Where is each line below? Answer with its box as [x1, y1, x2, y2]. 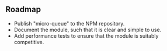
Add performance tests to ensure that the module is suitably [13, 32, 159, 39]
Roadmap [5, 5, 41, 14]
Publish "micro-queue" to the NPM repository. [13, 20, 125, 27]
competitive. [13, 38, 44, 45]
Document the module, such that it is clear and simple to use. [13, 26, 162, 33]
